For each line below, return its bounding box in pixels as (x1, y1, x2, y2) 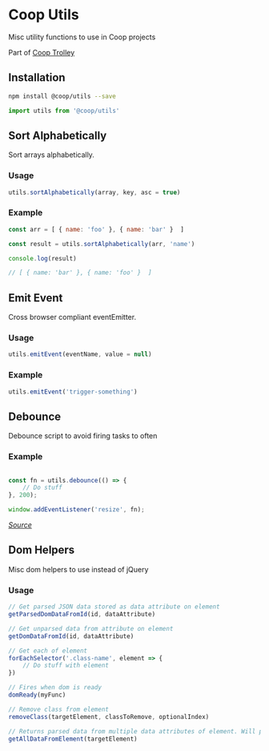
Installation (8, 71, 66, 85)
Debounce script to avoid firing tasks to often (8, 431, 158, 441)
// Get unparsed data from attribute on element (8, 624, 174, 632)
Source (8, 520, 32, 530)
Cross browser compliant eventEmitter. (8, 313, 137, 322)
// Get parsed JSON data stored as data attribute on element (8, 603, 220, 611)
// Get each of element (8, 647, 88, 655)
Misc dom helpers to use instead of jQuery (8, 564, 149, 574)
